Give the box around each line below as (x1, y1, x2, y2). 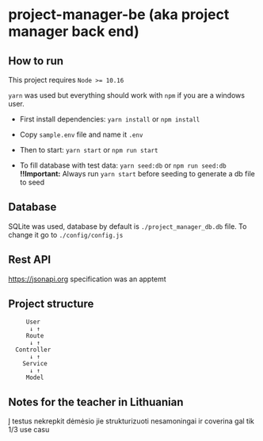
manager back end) (8, 22, 140, 41)
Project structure (8, 297, 94, 311)
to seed (19, 177, 45, 187)
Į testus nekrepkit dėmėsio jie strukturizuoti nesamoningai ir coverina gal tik (8, 416, 255, 426)
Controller (15, 346, 51, 354)
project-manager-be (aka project (8, 6, 230, 24)
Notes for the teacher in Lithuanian (8, 395, 184, 408)
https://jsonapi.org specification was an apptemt (8, 274, 166, 284)
